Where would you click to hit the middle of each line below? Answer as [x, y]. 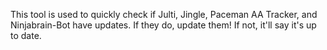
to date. [26, 35]
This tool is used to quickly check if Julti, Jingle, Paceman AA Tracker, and [164, 14]
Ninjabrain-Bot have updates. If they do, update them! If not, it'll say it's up [163, 25]
